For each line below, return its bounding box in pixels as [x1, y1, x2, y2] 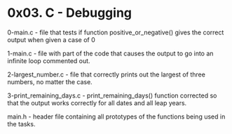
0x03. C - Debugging [7, 5, 132, 21]
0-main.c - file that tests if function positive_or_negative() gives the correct [7, 28, 224, 36]
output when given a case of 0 [7, 35, 96, 43]
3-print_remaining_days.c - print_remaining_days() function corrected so [7, 91, 217, 100]
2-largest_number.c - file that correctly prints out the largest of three [7, 70, 205, 79]
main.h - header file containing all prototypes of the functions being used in [7, 112, 226, 121]
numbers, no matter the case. [7, 77, 93, 86]
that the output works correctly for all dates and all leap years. [7, 98, 187, 107]
